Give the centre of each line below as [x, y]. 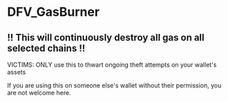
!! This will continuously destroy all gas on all [106, 38]
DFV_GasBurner [54, 12]
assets [17, 72]
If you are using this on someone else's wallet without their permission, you [114, 85]
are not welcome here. [39, 93]
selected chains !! [46, 48]
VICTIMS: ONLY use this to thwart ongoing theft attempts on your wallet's [112, 65]
